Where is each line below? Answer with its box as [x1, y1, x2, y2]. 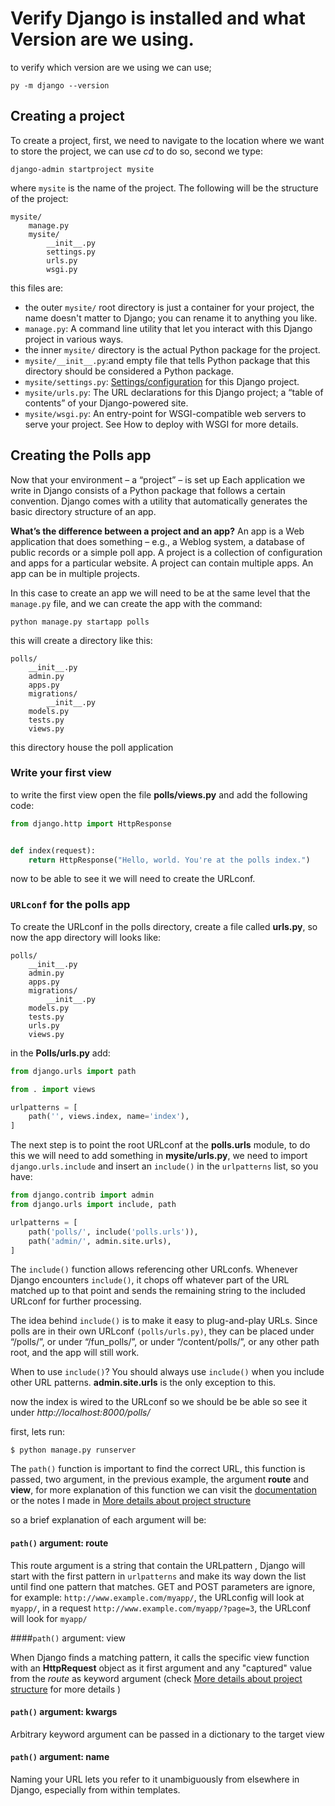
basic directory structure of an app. [10, 505, 157, 517]
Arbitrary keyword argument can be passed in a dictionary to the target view [10, 1728, 325, 1740]
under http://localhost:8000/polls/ [10, 1407, 151, 1419]
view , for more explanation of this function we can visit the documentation [10, 1484, 317, 1496]
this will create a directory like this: [10, 634, 153, 646]
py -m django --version [10, 80, 110, 91]
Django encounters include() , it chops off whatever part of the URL [10, 1274, 290, 1286]
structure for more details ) [10, 1683, 122, 1695]
